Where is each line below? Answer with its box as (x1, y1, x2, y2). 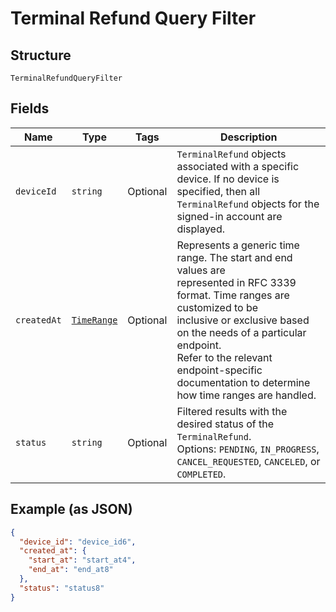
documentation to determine (176, 375, 311, 389)
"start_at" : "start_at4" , (28, 555, 137, 566)
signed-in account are (176, 209, 283, 223)
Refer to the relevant (176, 350, 273, 364)
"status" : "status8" (19, 583, 105, 593)
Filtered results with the (176, 404, 288, 418)
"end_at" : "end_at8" (28, 565, 114, 575)
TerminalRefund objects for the (176, 197, 320, 211)
